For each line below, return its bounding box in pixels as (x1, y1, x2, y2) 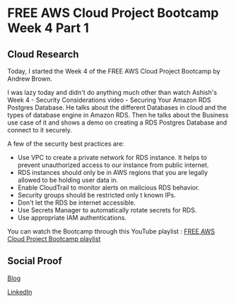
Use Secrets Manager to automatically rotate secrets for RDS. (17, 206, 197, 214)
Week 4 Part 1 (7, 20, 90, 36)
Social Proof (7, 255, 62, 267)
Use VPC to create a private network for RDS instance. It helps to (17, 154, 207, 161)
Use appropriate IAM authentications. (17, 214, 127, 222)
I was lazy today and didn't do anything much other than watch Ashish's (7, 88, 218, 96)
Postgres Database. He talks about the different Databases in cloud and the (7, 103, 228, 111)
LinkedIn (7, 287, 33, 296)
